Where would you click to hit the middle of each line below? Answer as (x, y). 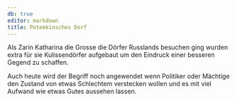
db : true (20, 14)
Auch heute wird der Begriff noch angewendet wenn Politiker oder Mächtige (119, 76)
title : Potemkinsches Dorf (47, 27)
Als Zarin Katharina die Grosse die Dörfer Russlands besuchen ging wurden (118, 48)
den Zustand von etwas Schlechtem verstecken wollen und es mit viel (109, 84)
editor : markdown (33, 21)
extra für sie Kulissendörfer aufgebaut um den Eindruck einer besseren (111, 55)
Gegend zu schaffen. (38, 63)
